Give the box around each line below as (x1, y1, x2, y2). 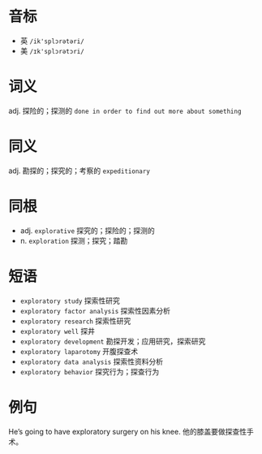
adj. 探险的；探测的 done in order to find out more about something (8, 106, 242, 115)
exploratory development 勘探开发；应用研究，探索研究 (19, 336, 206, 346)
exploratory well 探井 (19, 326, 96, 335)
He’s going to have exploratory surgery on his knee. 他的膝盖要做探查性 (8, 426, 247, 436)
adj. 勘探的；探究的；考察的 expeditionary (8, 166, 150, 175)
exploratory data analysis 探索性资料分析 (19, 357, 164, 366)
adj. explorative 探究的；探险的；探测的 (19, 225, 156, 236)
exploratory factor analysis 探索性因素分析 (19, 305, 171, 315)
